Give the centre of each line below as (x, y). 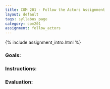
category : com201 (23, 24)
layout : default (22, 14)
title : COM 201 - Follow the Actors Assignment (55, 10)
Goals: (13, 55)
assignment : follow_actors (33, 28)
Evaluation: (19, 82)
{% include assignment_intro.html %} (43, 42)
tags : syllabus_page (27, 19)
